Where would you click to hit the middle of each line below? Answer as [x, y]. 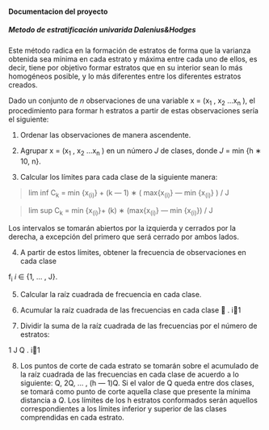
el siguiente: [29, 119]
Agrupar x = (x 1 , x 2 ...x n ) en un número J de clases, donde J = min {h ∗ [141, 152]
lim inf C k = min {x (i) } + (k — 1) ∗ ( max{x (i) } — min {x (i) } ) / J [128, 194]
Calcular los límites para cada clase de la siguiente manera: [119, 177]
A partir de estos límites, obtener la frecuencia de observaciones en [133, 252]
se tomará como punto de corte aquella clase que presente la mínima [135, 391]
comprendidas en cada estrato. [72, 417]
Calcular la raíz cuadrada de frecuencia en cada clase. [111, 294]
